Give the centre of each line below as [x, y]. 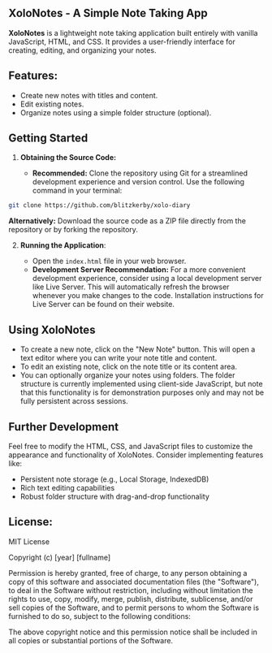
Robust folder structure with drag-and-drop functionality [114, 496]
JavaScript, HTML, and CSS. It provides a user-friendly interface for [122, 41]
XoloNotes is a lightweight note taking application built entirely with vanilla [133, 32]
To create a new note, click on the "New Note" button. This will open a [138, 349]
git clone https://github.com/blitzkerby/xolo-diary [99, 205]
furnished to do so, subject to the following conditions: [99, 616]
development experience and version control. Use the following [138, 182]
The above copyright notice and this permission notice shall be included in [133, 632]
